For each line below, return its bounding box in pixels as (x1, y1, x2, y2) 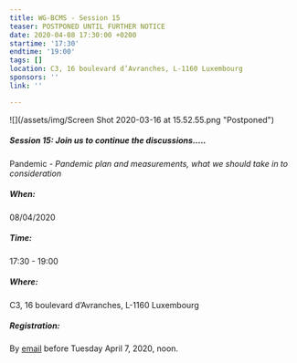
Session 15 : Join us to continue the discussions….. (9, 135, 207, 146)
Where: (9, 276, 38, 287)
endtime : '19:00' (9, 47, 76, 57)
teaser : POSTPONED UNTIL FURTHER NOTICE (9, 22, 166, 31)
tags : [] (9, 56, 43, 65)
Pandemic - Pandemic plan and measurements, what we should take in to (9, 158, 289, 169)
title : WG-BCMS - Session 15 (9, 13, 121, 23)
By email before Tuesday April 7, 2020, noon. (9, 343, 179, 354)
